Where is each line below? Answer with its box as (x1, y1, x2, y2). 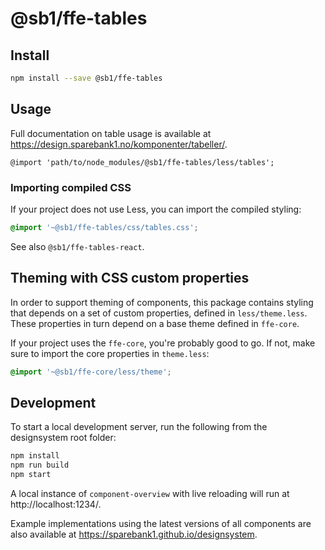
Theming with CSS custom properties (10, 270, 250, 287)
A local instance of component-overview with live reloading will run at (10, 487, 290, 499)
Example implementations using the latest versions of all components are (10, 517, 312, 529)
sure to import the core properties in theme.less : (10, 347, 210, 359)
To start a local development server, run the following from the (10, 421, 268, 433)
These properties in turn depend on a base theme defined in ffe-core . (10, 317, 300, 329)
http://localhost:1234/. (10, 498, 102, 510)
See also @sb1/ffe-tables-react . (10, 240, 145, 252)
